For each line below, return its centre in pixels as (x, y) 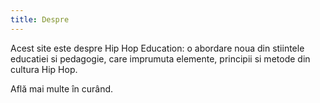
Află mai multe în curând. (62, 88)
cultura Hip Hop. (44, 69)
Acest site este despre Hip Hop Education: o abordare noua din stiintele (157, 48)
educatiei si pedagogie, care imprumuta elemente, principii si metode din (160, 58)
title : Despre (40, 19)
